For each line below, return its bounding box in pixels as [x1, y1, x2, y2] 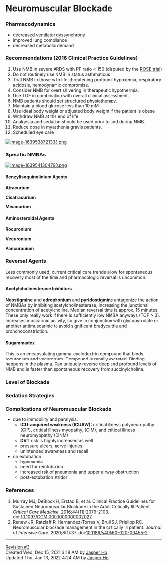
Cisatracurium [5, 194, 36, 201]
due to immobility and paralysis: [12, 416, 78, 422]
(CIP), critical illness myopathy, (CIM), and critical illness [20, 427, 135, 433]
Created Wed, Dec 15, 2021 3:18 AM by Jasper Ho [5, 549, 107, 555]
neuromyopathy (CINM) [20, 432, 69, 438]
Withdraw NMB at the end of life [12, 113, 79, 119]
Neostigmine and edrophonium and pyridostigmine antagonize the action [5, 297, 159, 303]
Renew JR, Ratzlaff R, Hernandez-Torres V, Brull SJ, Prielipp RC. [12, 519, 144, 525]
